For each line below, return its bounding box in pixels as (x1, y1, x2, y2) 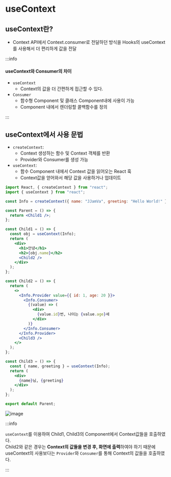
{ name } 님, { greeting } (18, 378, 64, 383)
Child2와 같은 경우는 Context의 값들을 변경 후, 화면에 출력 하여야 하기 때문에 (5, 443, 156, 449)
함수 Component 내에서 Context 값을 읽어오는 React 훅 (20, 168, 132, 174)
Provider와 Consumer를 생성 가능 (20, 157, 89, 163)
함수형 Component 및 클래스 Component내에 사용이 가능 (20, 97, 135, 104)
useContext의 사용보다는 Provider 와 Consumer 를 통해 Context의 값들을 (5, 450, 148, 456)
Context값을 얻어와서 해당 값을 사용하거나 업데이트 (20, 174, 121, 181)
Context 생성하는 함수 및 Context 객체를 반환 (20, 150, 110, 156)
